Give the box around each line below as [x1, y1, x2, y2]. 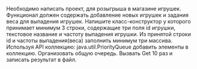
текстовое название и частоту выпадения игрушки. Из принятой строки [6, 31, 191, 38]
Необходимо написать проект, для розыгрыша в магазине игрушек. [6, 5, 181, 12]
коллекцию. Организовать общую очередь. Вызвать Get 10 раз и [6, 50, 173, 56]
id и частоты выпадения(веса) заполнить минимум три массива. [6, 37, 173, 44]
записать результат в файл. [6, 56, 77, 63]
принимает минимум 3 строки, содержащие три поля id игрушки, [6, 24, 176, 31]
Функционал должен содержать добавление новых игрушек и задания [6, 11, 189, 19]
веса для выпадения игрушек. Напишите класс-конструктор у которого [6, 18, 191, 25]
